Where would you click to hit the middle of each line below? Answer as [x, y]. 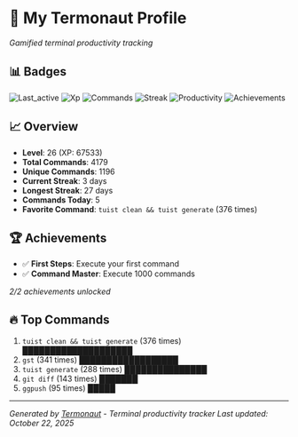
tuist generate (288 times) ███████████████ [114, 369]
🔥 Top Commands [59, 319]
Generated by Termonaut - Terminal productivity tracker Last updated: [139, 414]
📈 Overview [44, 127]
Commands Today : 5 [61, 200]
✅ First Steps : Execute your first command [101, 264]
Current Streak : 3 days [64, 180]
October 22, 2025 [42, 423]
